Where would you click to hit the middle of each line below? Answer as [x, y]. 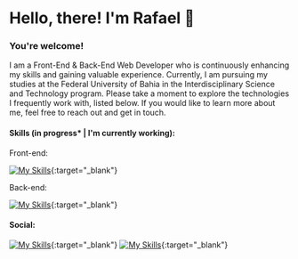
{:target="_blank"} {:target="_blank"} [139, 245]
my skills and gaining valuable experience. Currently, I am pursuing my [139, 75]
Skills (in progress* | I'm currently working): [93, 134]
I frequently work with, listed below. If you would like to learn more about [142, 103]
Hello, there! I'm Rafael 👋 [102, 18]
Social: [22, 225]
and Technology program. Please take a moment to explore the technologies [149, 93]
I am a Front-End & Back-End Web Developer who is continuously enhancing [149, 65]
